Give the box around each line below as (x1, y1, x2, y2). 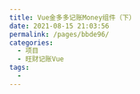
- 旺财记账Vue (17, 55, 64, 64)
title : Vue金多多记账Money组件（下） (9, 13, 136, 22)
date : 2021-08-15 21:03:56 (9, 21, 110, 30)
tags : (9, 64, 29, 73)
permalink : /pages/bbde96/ (9, 30, 110, 38)
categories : (9, 38, 54, 47)
